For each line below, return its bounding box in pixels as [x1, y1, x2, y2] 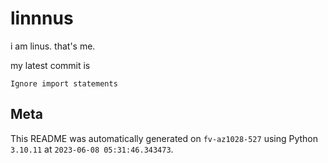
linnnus [10, 7, 74, 30]
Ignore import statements [10, 78, 118, 89]
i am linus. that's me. [10, 40, 96, 52]
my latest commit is [10, 59, 91, 71]
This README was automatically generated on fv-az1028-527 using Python [10, 132, 319, 144]
